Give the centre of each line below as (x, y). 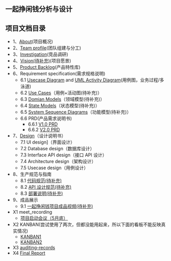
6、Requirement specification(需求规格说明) (59, 74)
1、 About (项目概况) (33, 42)
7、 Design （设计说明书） (39, 136)
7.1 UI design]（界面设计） (47, 142)
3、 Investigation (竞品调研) (40, 54)
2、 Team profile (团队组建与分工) (47, 48)
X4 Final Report (29, 253)
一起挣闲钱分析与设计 (39, 9)
